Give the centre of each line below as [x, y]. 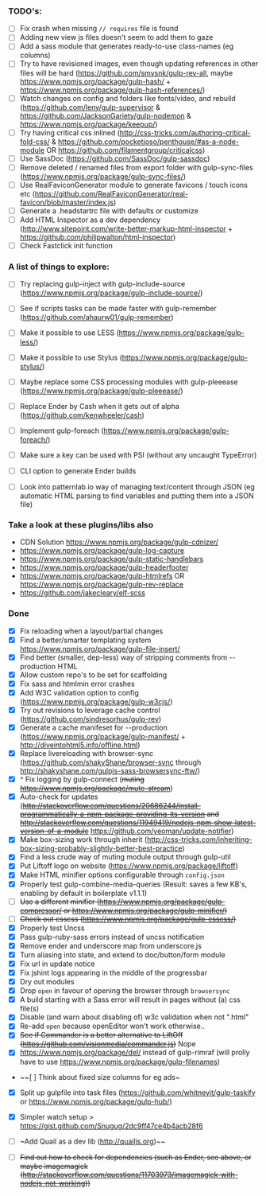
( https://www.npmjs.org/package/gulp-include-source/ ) [111, 293]
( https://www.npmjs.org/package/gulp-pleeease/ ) [102, 391]
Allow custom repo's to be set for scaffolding [93, 675]
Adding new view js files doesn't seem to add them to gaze [116, 37]
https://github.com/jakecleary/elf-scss [82, 593]
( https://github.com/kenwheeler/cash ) [82, 415]
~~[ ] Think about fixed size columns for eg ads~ [100, 1077]
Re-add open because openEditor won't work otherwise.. [112, 1026]
